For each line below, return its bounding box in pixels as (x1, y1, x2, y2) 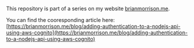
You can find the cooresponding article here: (6, 17, 115, 23)
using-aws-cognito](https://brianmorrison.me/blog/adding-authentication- (6, 29, 188, 36)
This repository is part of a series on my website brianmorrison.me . (6, 5, 170, 12)
